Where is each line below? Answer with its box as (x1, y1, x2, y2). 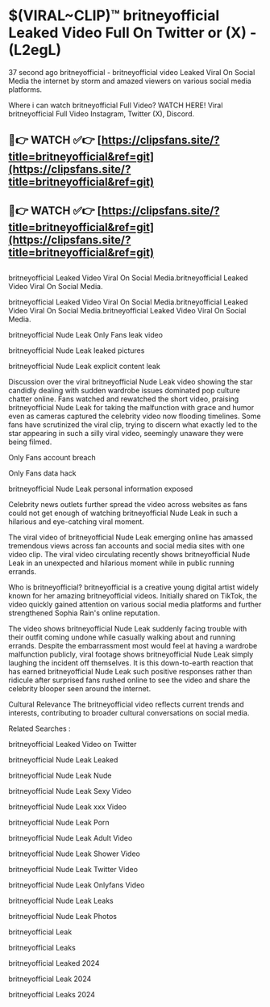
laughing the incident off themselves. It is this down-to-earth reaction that (8, 658, 254, 668)
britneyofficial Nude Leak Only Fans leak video (8, 330, 164, 340)
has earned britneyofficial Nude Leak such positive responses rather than (8, 667, 252, 677)
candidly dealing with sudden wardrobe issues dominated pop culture (8, 386, 240, 396)
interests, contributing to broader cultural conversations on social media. (8, 708, 250, 718)
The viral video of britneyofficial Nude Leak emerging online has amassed (8, 532, 254, 543)
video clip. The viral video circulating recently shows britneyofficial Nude (8, 550, 251, 560)
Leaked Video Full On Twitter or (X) (8, 23, 247, 42)
